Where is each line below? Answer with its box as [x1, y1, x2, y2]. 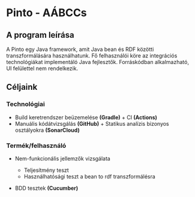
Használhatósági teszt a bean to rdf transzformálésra [23, 172, 156, 180]
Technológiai [6, 100, 45, 108]
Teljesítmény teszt [23, 166, 69, 174]
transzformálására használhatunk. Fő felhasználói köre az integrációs [6, 52, 178, 59]
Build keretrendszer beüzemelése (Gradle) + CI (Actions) [14, 114, 158, 121]
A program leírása [6, 30, 74, 40]
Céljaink [6, 82, 38, 92]
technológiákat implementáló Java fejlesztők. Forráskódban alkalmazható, [6, 59, 189, 65]
